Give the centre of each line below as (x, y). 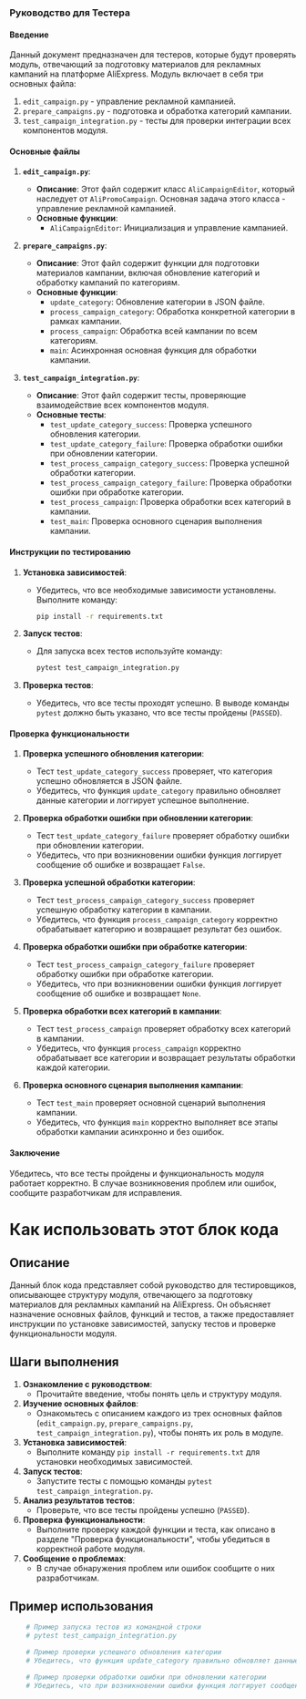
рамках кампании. (86, 322)
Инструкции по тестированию (70, 551)
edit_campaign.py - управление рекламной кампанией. (129, 101)
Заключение (35, 1153)
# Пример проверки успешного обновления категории (124, 1653)
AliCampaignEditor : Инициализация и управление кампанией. (169, 228)
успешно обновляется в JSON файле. (109, 781)
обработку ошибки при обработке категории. (125, 974)
